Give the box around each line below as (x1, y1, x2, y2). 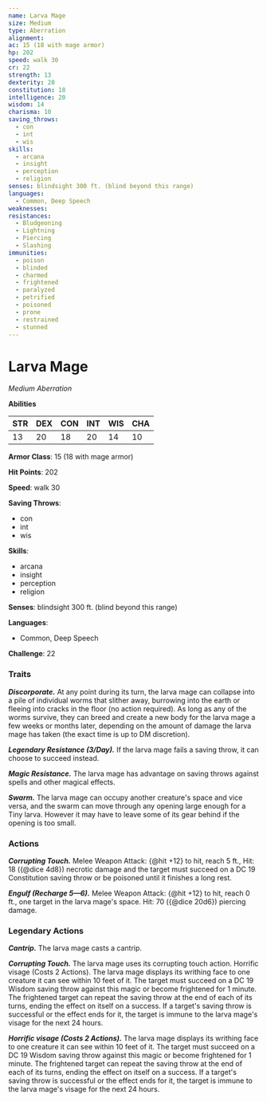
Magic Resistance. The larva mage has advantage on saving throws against (8, 769, 259, 778)
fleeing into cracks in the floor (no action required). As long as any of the (8, 703, 247, 714)
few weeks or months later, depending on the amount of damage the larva (8, 721, 252, 730)
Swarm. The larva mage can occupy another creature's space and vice (8, 793, 243, 802)
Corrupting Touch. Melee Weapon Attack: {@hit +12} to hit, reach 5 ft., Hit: (8, 856, 255, 865)
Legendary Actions (8, 925, 84, 936)
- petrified (15, 293, 56, 301)
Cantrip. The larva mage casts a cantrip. (8, 943, 142, 953)
